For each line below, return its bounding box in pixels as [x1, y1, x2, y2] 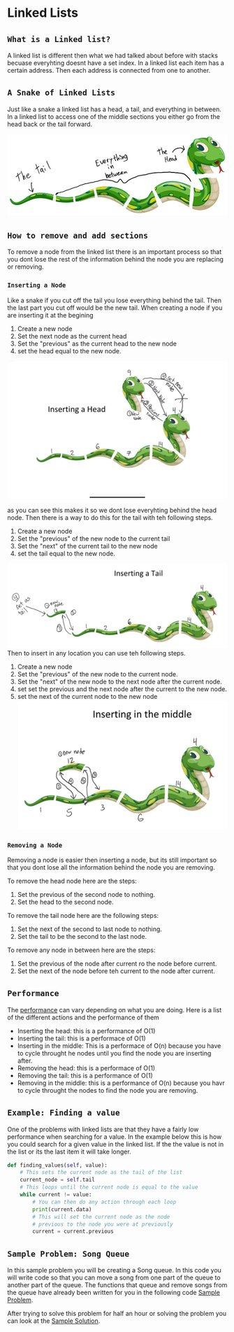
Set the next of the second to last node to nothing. [17, 925, 163, 933]
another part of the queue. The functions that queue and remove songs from [7, 1281, 228, 1289]
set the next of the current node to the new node [17, 693, 158, 701]
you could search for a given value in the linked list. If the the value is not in [7, 1140, 224, 1148]
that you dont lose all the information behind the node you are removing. [7, 863, 215, 872]
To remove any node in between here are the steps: [7, 946, 156, 954]
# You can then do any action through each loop [32, 1198, 177, 1205]
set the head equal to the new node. [17, 346, 122, 355]
